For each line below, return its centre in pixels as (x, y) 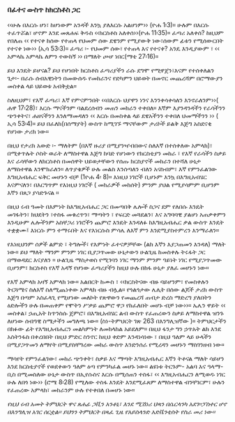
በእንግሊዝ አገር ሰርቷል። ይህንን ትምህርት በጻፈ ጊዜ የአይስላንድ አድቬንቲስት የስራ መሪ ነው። (111, 412)
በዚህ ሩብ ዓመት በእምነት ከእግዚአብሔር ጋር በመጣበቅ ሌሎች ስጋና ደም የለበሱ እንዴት (106, 207)
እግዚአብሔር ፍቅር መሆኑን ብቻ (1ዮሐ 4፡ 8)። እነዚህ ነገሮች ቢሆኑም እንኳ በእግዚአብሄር (107, 177)
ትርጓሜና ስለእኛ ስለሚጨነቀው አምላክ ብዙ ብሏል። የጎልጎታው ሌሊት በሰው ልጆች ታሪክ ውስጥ (115, 290)
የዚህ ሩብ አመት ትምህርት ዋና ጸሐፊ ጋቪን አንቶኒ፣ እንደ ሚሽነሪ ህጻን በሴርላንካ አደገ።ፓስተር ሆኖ (117, 404)
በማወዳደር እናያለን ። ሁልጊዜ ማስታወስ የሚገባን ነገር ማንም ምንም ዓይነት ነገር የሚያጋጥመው (114, 260)
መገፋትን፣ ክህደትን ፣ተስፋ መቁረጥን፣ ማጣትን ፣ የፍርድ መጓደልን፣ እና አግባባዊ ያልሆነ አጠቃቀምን (117, 214)
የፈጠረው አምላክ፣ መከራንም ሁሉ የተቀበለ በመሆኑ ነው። (71, 390)
